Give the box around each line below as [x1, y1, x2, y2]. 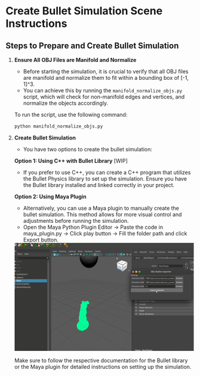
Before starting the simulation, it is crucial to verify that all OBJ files [23, 68, 189, 75]
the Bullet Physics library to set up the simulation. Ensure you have [23, 175, 187, 182]
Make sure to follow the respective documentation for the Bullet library [14, 356, 188, 364]
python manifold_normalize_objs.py [14, 123, 103, 129]
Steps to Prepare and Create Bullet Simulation [5, 41, 179, 51]
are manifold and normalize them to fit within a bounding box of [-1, [23, 74, 189, 81]
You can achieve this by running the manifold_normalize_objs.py [23, 87, 183, 94]
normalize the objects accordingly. [23, 100, 109, 107]
